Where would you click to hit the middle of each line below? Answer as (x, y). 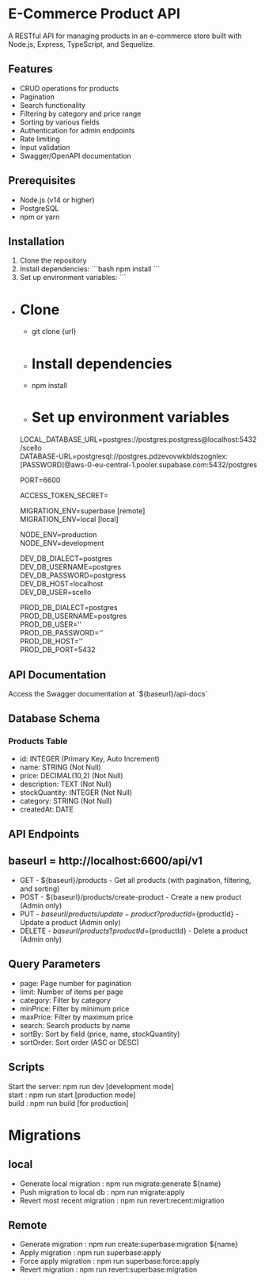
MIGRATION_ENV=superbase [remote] (82, 511)
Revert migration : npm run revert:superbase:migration (108, 1269)
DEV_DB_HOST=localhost (61, 584)
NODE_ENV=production (58, 535)
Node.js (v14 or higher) (57, 200)
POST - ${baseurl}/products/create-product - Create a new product (131, 896)
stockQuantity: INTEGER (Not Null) (76, 792)
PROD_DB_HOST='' (51, 641)
